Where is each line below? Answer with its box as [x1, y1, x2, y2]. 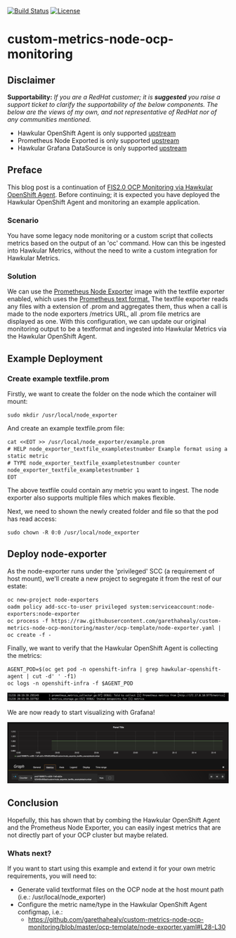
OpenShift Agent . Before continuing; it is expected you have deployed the [7, 190, 220, 198]
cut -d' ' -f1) [32, 673, 77, 680]
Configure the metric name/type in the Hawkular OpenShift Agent [17, 901, 207, 908]
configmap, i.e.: [17, 908, 63, 916]
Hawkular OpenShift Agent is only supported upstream [17, 129, 176, 137]
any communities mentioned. [7, 115, 91, 123]
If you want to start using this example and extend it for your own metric [7, 864, 216, 873]
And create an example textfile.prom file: [7, 424, 125, 433]
